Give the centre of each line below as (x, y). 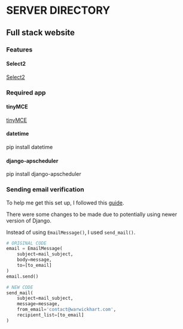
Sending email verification (45, 190)
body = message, (34, 260)
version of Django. (29, 220)
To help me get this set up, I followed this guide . (65, 202)
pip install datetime (30, 147)
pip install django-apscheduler (44, 174)
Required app (26, 92)
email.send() (22, 276)
